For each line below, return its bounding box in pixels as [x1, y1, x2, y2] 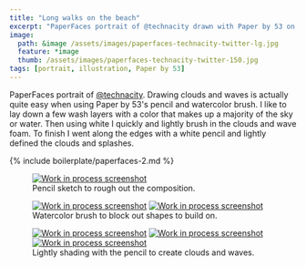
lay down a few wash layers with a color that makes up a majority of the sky [9, 108, 293, 119]
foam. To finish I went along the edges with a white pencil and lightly [9, 128, 267, 139]
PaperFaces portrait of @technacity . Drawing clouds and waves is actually [9, 88, 289, 100]
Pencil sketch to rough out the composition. [32, 182, 196, 193]
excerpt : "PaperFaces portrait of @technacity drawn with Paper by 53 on [9, 22, 296, 31]
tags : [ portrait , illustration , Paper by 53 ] [9, 65, 185, 74]
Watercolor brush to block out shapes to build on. [32, 210, 218, 221]
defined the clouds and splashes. [9, 138, 135, 149]
